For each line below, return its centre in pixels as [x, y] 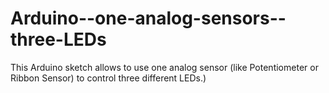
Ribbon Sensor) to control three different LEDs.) [108, 78]
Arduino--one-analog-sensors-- [148, 18]
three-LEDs [58, 39]
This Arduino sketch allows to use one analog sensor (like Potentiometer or [164, 67]
